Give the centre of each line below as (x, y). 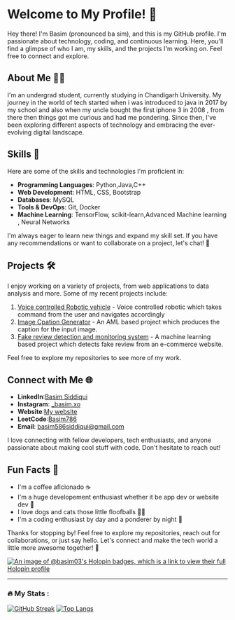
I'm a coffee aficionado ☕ (54, 487)
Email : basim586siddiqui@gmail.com (71, 427)
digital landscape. (59, 132)
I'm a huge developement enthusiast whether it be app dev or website (118, 497)
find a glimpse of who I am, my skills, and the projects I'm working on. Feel (115, 48)
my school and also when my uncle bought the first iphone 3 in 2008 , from (116, 110)
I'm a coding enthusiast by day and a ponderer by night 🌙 (100, 519)
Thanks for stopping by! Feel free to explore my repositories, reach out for (114, 533)
